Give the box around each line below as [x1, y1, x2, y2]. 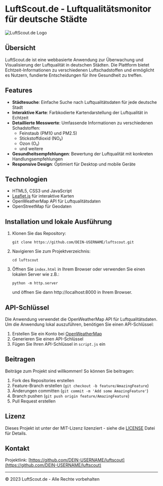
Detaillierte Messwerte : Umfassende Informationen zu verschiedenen [12, 120, 153, 126]
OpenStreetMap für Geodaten [12, 203, 72, 209]
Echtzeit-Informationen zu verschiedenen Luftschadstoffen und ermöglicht [5, 67, 154, 73]
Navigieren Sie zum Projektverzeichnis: [12, 249, 91, 254]
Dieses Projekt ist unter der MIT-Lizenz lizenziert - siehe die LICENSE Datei [5, 425, 155, 431]
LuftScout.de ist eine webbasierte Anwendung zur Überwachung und [5, 57, 144, 63]
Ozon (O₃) [19, 140, 40, 146]
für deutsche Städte [5, 14, 88, 25]
